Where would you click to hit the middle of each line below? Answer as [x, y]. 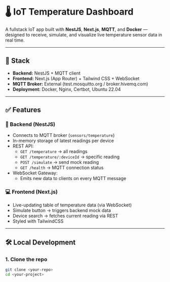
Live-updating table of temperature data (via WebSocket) [72, 205]
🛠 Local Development [40, 243]
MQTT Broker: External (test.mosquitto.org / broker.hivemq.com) [80, 84]
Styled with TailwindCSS [38, 221]
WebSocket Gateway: [35, 173]
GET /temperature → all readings [54, 152]
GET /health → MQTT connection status [62, 168]
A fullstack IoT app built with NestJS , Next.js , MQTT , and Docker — [76, 29]
